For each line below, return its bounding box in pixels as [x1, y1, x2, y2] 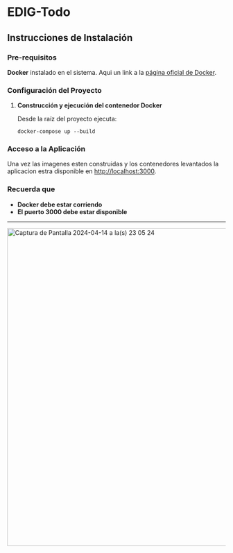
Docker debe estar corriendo [17, 200, 103, 209]
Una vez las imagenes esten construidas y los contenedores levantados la [7, 160, 219, 168]
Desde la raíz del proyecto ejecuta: [17, 115, 117, 123]
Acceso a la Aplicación [7, 144, 86, 154]
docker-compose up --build [17, 128, 96, 135]
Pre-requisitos [7, 53, 57, 62]
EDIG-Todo [7, 4, 71, 20]
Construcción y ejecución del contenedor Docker [17, 101, 162, 109]
